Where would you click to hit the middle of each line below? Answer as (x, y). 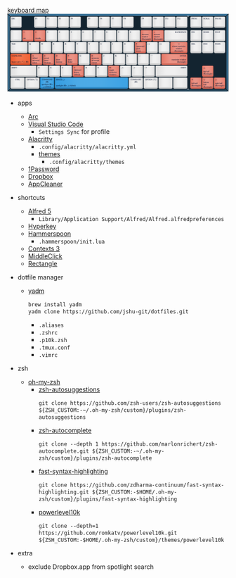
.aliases (51, 326)
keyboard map (28, 10)
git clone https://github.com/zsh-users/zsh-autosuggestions (130, 403)
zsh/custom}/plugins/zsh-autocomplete (95, 458)
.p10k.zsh (53, 341)
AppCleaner (45, 184)
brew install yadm (55, 305)
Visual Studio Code (55, 124)
